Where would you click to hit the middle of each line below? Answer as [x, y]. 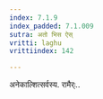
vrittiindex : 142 [42, 51]
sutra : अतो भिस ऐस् [41, 34]
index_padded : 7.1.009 [51, 26]
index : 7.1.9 [34, 18]
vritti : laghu [36, 43]
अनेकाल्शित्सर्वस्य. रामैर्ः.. [45, 85]
